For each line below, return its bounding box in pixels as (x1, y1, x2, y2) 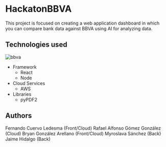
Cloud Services (12, 80, 45, 86)
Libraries (12, 91, 32, 97)
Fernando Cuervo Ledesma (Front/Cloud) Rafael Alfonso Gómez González (5, 125, 161, 131)
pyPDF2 (20, 96, 37, 102)
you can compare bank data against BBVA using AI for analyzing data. (5, 25, 153, 31)
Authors (5, 111, 32, 120)
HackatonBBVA (5, 3, 72, 15)
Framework (12, 64, 37, 70)
